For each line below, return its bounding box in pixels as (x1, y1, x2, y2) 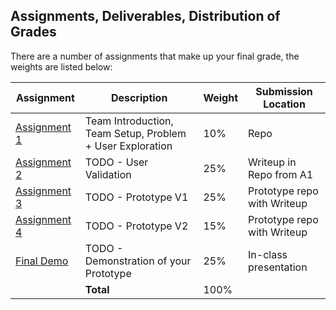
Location (263, 97, 306, 111)
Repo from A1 (248, 167, 314, 181)
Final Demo (15, 254, 69, 268)
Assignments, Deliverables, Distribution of (10, 8, 281, 25)
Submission (255, 84, 313, 98)
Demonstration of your (84, 254, 192, 268)
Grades (10, 24, 57, 41)
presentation (248, 260, 308, 274)
